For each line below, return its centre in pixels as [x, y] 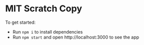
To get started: [21, 22]
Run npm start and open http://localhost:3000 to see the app [76, 37]
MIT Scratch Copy [44, 9]
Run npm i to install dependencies [48, 32]
